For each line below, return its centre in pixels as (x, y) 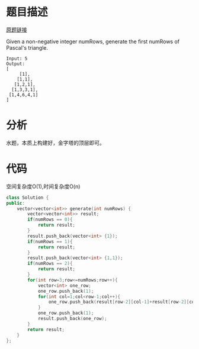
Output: (16, 64)
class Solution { (28, 198)
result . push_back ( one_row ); (73, 319)
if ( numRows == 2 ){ (50, 264)
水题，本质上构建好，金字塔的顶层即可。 (55, 143)
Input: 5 (17, 59)
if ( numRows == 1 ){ (50, 241)
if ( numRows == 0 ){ (50, 219)
